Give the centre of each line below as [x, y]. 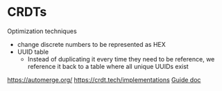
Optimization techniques [42, 31]
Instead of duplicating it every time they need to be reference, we [121, 59]
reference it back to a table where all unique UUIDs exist [108, 66]
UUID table [33, 52]
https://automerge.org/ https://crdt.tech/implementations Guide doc [104, 79]
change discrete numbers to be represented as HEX [92, 44]
